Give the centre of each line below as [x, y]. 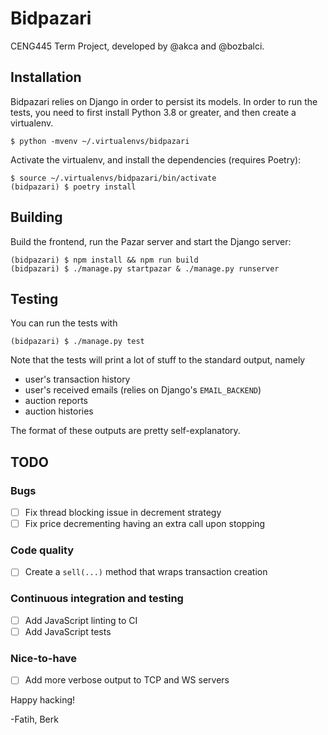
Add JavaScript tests [68, 631]
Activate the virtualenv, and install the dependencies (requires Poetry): [156, 159]
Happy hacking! [43, 700]
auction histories [59, 411]
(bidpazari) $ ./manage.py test [77, 342]
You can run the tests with [64, 323]
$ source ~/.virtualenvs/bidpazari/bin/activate [113, 178]
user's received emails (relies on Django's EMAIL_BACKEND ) [143, 390]
